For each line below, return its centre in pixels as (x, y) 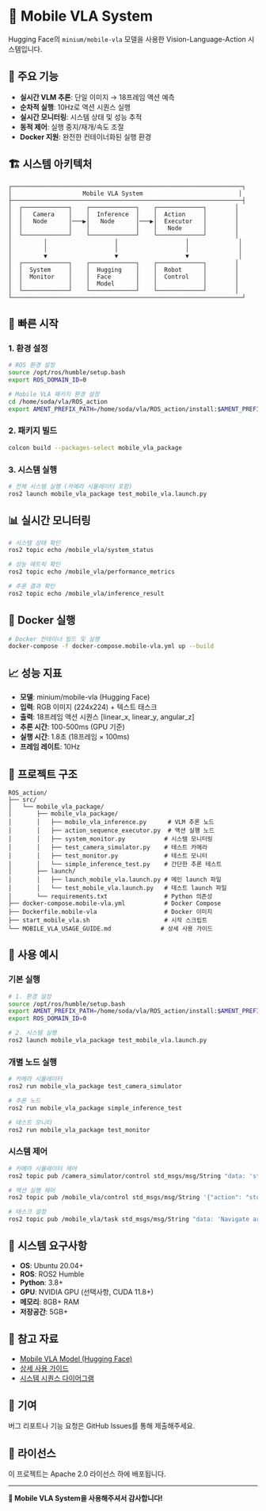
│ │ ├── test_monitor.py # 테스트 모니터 (108, 856)
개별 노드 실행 (33, 1062)
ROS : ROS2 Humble (52, 1274)
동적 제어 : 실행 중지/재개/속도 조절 (72, 127)
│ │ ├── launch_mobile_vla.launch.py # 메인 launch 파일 (115, 880)
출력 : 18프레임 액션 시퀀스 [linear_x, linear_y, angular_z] (107, 717)
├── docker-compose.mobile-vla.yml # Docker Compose (115, 903)
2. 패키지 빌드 (33, 431)
